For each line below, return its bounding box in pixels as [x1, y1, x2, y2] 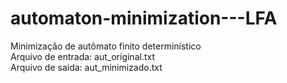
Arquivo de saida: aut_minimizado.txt [10, 61, 163, 73]
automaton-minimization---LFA [10, 7, 278, 30]
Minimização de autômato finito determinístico [10, 40, 202, 52]
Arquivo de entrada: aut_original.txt [10, 50, 155, 62]
